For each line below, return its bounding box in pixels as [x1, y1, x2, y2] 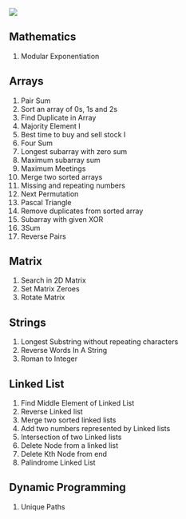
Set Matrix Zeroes [20, 284, 80, 294]
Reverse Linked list [20, 407, 83, 417]
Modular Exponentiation [20, 51, 100, 61]
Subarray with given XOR [20, 214, 104, 224]
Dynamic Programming [9, 481, 126, 494]
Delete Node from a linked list [20, 441, 119, 450]
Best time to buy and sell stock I [20, 129, 126, 139]
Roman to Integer [20, 354, 78, 363]
